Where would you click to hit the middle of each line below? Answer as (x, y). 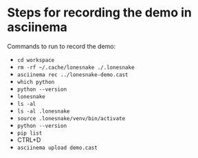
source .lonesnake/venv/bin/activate (71, 118)
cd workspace (36, 60)
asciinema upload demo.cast (57, 148)
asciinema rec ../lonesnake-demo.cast (73, 75)
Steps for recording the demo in (100, 13)
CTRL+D (29, 139)
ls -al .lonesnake (43, 111)
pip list (30, 133)
